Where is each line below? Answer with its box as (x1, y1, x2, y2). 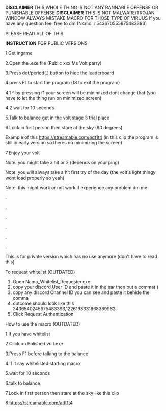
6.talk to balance (5, 380, 40, 386)
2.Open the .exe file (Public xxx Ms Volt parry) (5, 60, 102, 66)
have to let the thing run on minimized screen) (5, 95, 102, 101)
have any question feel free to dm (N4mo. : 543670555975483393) (5, 20, 147, 26)
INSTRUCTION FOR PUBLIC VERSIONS (5, 40, 88, 46)
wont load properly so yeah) (5, 175, 65, 181)
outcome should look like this (12, 300, 74, 306)
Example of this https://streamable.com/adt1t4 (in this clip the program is (5, 134, 158, 140)
